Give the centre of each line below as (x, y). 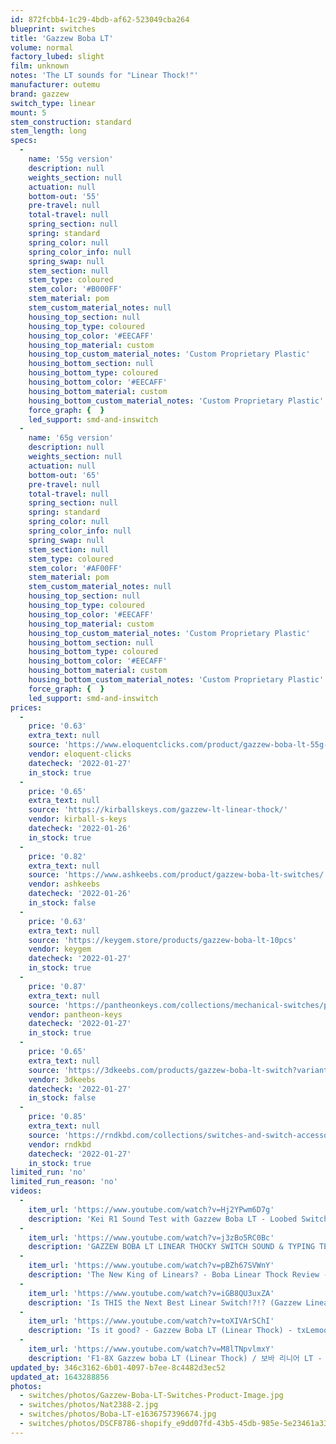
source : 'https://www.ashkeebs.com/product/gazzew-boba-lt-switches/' (178, 875)
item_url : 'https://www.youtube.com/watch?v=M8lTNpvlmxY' (151, 1349)
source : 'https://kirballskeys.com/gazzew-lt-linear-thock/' (158, 810)
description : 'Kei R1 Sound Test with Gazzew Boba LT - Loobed (163, 1219)
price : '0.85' (57, 1117)
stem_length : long (48, 131)
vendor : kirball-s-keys (78, 819)
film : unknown (40, 66)
